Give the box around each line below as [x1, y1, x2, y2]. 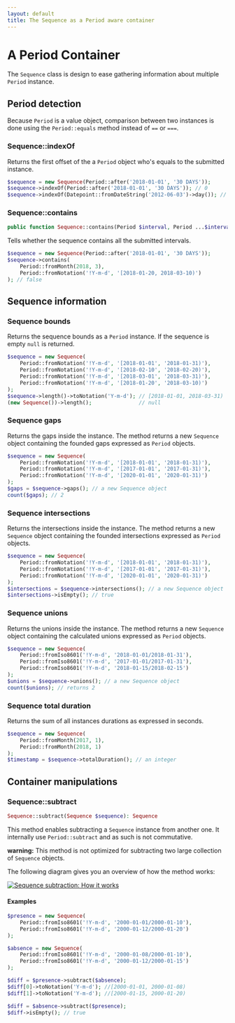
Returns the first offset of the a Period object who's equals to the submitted [7, 157, 225, 165]
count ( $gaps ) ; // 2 [7, 491, 64, 498]
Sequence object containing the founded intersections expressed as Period [7, 532, 221, 540]
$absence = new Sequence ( [7, 945, 83, 952]
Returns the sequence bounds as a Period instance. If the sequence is [7, 332, 210, 341]
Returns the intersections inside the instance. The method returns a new [7, 524, 215, 533]
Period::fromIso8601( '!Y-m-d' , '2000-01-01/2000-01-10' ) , [20, 919, 192, 926]
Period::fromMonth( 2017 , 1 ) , [20, 736, 105, 743]
